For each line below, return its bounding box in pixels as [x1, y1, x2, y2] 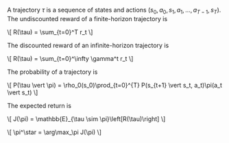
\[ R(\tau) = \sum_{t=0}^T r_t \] [7, 27, 93, 36]
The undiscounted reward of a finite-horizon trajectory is [7, 14, 168, 23]
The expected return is [7, 101, 72, 109]
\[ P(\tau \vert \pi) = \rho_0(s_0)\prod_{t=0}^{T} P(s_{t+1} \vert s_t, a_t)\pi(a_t [7, 81, 223, 89]
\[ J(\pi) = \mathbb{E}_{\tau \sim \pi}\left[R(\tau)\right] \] [7, 114, 166, 122]
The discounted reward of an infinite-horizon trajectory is [7, 41, 169, 49]
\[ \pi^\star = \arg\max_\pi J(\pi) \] [7, 128, 101, 136]
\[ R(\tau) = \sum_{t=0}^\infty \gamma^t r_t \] [7, 54, 134, 62]
